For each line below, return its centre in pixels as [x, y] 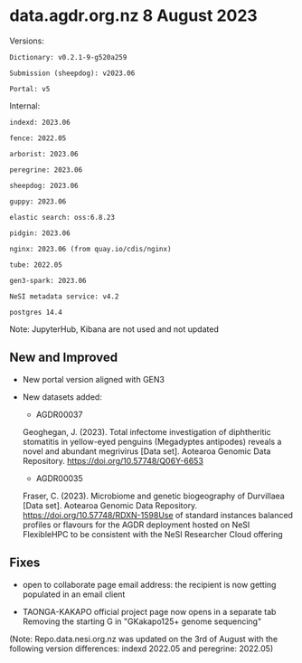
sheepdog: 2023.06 [44, 185]
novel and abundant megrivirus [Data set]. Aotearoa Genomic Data [146, 451]
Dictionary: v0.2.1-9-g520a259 [68, 57]
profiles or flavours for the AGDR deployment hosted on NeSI [136, 525]
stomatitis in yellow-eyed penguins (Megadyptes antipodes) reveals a [152, 441]
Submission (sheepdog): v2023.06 [72, 73]
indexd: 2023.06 [40, 122]
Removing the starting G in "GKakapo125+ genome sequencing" [142, 621]
